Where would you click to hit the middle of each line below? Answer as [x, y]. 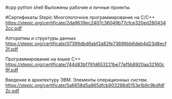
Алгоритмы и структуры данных [41, 38]
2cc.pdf [14, 28]
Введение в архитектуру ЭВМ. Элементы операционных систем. [77, 80]
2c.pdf [12, 91]
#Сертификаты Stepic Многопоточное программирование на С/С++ [80, 17]
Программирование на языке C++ [43, 59]
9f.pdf [12, 70]
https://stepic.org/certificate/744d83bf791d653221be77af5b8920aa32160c [85, 64]
